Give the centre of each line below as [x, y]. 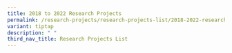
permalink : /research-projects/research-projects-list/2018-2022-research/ [118, 20]
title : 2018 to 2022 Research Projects [65, 13]
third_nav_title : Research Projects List [68, 39]
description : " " [32, 33]
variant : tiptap [30, 26]
